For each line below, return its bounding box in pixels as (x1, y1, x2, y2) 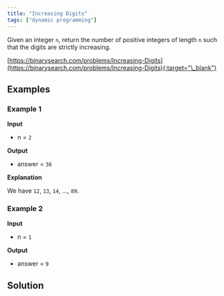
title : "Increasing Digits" (7, 10, 88, 17)
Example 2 (7, 204, 43, 214)
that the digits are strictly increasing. (7, 43, 112, 51)
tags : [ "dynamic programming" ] (7, 17, 97, 23)
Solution (7, 279, 44, 291)
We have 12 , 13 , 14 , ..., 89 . (7, 187, 79, 195)
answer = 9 (17, 259, 50, 268)
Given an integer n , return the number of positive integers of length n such (7, 35, 218, 43)
